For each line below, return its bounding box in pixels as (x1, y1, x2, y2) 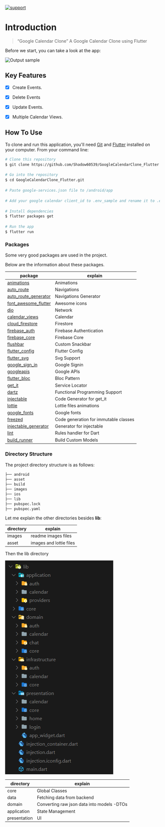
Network (55, 307, 73, 313)
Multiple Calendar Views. (12, 114, 63, 120)
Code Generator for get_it (55, 396, 107, 402)
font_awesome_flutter (7, 300, 51, 306)
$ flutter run (5, 229, 34, 234)
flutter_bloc (7, 375, 30, 381)
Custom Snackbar (55, 342, 91, 347)
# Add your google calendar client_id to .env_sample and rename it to (5, 198, 155, 203)
